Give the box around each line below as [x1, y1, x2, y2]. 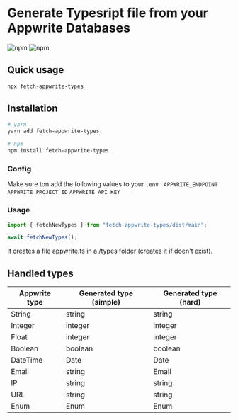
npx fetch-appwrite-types [7, 83, 84, 90]
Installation [7, 103, 58, 115]
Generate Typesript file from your [7, 5, 209, 21]
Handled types [7, 267, 74, 279]
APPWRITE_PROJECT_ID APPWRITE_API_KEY [7, 189, 120, 196]
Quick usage [7, 64, 64, 76]
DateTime [11, 356, 43, 365]
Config [7, 164, 32, 174]
